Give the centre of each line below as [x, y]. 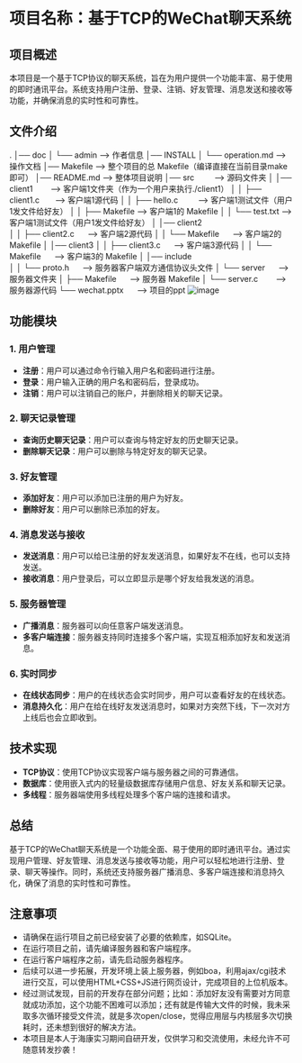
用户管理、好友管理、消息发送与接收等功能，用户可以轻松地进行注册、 [147, 860]
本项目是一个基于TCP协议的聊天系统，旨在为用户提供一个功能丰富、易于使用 [151, 78]
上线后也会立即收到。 [62, 717]
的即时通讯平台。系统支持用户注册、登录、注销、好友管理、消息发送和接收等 [151, 89]
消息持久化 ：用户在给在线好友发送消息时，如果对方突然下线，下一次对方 [156, 706]
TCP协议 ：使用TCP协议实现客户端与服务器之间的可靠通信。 [133, 772]
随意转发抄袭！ [50, 1049]
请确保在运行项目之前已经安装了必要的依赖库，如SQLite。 [129, 937]
